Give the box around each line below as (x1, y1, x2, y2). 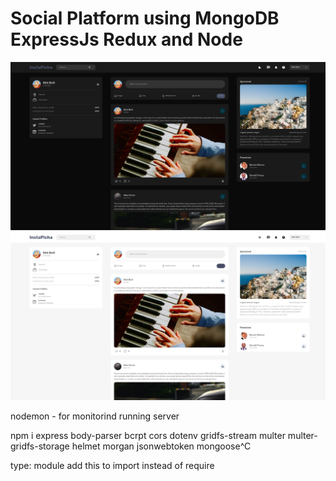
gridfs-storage (10, 440, 70, 452)
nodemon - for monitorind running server (10, 410, 180, 422)
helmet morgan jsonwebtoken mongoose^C (71, 440, 252, 452)
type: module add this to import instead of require (10, 460, 215, 472)
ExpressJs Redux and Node (10, 28, 243, 51)
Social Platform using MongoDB (10, 7, 280, 30)
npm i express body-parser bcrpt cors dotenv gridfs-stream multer (10, 430, 286, 442)
